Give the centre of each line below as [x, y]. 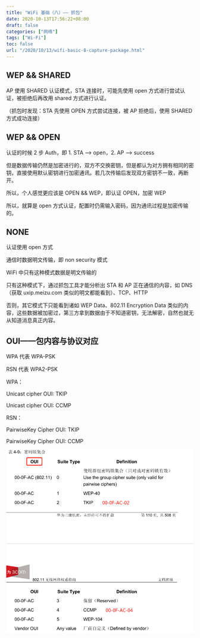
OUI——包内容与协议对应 [52, 341]
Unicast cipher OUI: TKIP [37, 394]
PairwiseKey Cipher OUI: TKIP [43, 430]
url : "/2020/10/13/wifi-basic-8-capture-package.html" [76, 51]
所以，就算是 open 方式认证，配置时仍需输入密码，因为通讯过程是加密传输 [97, 205]
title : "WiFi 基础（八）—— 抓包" [44, 13]
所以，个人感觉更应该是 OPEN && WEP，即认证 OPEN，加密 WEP [86, 193]
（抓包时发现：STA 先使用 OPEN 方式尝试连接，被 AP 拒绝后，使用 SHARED [99, 111]
